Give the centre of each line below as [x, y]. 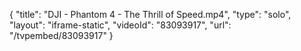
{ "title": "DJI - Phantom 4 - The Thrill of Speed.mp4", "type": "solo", [150, 14]
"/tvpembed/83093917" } [61, 35]
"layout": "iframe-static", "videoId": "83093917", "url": [120, 25]
